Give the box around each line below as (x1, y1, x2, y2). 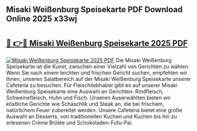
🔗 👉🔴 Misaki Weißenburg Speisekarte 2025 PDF (6, 38, 188, 48)
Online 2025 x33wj (6, 14, 78, 24)
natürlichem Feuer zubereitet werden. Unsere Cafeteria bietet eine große (6, 107, 182, 113)
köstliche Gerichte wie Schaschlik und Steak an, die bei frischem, (6, 100, 165, 108)
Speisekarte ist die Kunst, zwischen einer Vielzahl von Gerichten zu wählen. (6, 63, 190, 70)
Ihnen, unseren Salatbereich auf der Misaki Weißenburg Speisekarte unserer (6, 76, 191, 82)
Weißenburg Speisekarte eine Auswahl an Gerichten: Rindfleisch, (6, 88, 164, 95)
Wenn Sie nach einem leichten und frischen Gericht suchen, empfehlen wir (6, 69, 188, 76)
